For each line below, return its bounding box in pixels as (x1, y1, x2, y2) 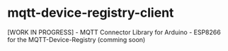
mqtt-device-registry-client (7, 5, 174, 21)
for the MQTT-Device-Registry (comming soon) (7, 35, 146, 43)
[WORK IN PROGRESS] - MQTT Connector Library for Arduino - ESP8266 (7, 28, 221, 36)
